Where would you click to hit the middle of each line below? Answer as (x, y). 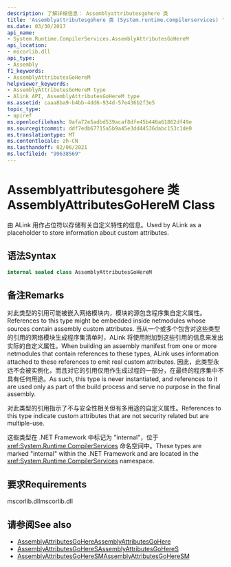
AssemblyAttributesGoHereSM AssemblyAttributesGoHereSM (103, 556)
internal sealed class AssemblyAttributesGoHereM (80, 272)
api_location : (27, 45)
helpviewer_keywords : (38, 84)
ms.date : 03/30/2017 (37, 26)
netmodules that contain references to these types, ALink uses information (113, 354)
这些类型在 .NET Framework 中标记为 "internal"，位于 (83, 437)
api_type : (21, 58)
